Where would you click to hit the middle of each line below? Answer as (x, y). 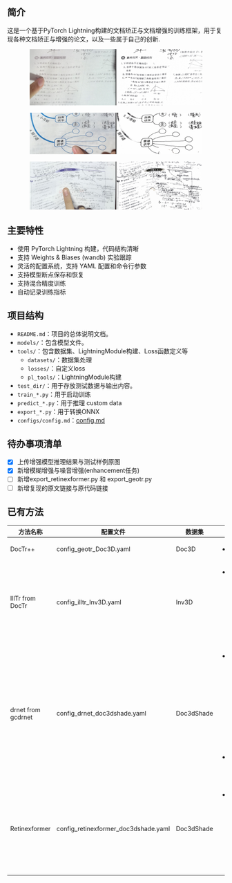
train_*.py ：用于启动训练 (54, 394)
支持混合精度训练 (41, 283)
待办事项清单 (35, 444)
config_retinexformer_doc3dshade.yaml (113, 829)
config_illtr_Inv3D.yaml (89, 602)
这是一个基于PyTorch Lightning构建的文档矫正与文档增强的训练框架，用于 (112, 30)
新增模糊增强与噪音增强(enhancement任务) (78, 471)
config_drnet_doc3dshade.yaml (101, 714)
